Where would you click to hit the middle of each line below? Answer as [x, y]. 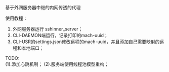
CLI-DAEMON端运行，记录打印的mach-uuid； [60, 35]
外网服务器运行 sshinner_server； [48, 29]
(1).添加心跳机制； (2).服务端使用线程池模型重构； [57, 64]
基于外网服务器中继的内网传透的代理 [43, 7]
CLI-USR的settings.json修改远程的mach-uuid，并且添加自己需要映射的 [86, 42]
